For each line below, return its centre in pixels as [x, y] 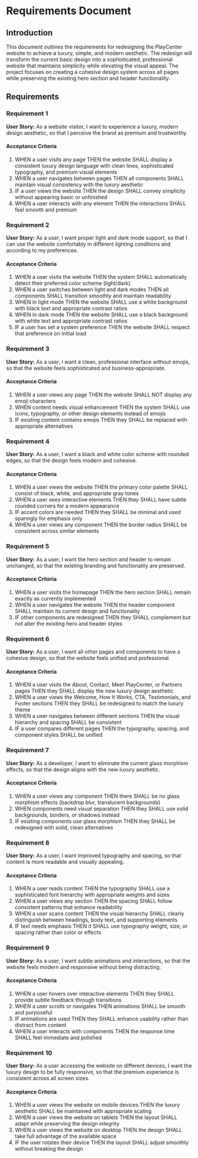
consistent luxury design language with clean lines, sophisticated [94, 165]
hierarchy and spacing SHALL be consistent [68, 723]
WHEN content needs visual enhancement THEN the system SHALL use [102, 407]
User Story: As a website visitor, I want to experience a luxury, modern [92, 126]
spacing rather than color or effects [58, 932]
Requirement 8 [28, 843]
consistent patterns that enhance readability [69, 907]
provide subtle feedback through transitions [68, 1000]
